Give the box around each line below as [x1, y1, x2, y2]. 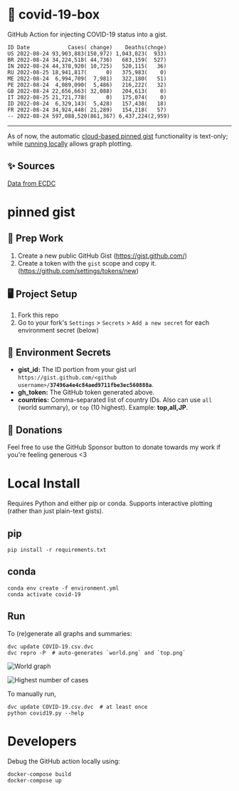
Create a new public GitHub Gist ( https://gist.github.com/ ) [17, 251, 187, 260]
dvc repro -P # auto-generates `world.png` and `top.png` [7, 649, 186, 656]
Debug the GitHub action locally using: [7, 757, 121, 765]
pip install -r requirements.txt [7, 546, 107, 553]
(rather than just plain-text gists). [7, 507, 104, 515]
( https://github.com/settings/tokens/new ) [17, 266, 139, 275]
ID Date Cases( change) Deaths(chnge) [7, 44, 167, 51]
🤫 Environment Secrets [7, 346, 112, 358]
